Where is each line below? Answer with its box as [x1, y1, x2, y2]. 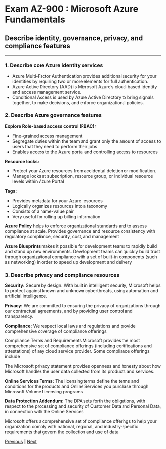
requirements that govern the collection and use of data [5, 429, 119, 435]
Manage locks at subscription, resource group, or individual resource [12, 173, 153, 179]
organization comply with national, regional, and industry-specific [5, 423, 139, 429]
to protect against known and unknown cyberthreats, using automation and [5, 287, 158, 293]
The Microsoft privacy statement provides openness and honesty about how [5, 363, 161, 369]
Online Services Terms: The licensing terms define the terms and [5, 378, 139, 384]
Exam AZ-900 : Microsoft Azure [5, 3, 139, 15]
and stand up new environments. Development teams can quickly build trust [5, 248, 160, 254]
